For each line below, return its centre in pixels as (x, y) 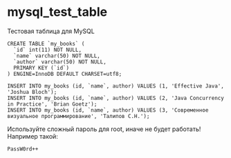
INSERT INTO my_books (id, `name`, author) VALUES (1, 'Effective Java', (116, 86)
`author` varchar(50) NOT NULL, (60, 62)
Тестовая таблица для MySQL (51, 31)
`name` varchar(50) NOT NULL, (57, 56)
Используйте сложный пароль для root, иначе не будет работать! (104, 129)
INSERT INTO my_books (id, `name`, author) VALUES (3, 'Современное (108, 110)
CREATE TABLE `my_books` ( (46, 43)
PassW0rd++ (23, 149)
